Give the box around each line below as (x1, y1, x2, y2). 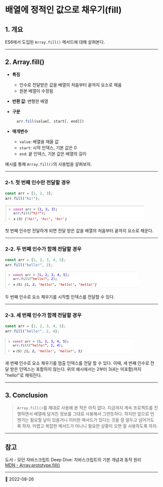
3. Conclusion (5, 391, 48, 400)
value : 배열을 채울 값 (19, 139, 59, 144)
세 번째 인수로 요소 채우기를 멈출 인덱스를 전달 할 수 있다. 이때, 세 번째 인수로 (5, 360, 149, 366)
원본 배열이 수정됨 (19, 88, 53, 94)
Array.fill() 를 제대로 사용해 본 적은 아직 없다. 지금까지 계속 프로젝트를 (16, 404, 153, 411)
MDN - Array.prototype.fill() (5, 462, 60, 468)
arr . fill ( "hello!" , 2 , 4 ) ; (5, 329, 60, 333)
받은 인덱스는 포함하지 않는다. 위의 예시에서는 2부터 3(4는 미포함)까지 (10, 366, 142, 372)
